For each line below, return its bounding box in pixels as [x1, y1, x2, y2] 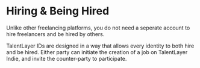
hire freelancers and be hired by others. [6, 30, 105, 37]
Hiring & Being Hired [6, 4, 110, 18]
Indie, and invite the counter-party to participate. [6, 55, 127, 62]
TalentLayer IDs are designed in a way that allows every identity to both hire [6, 42, 195, 49]
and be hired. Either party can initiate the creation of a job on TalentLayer [6, 48, 188, 55]
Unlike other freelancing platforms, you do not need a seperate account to [6, 24, 190, 31]
